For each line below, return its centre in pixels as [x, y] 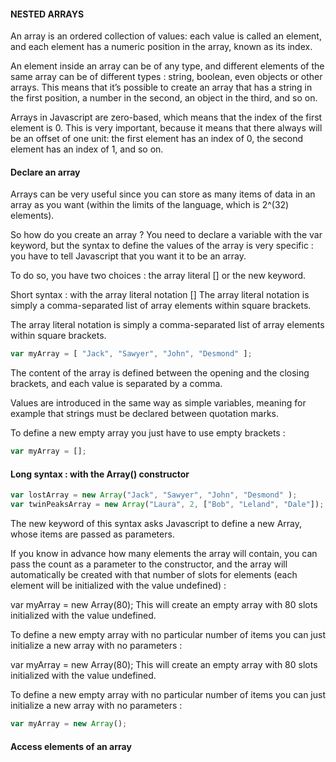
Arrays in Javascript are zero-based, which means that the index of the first [166, 117]
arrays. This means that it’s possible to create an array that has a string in [161, 87]
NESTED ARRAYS [47, 14]
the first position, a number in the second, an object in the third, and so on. [164, 98]
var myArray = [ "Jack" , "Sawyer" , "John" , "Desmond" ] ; [131, 354]
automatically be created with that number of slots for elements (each [154, 575]
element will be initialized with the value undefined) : [118, 586]
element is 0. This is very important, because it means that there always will [166, 128]
